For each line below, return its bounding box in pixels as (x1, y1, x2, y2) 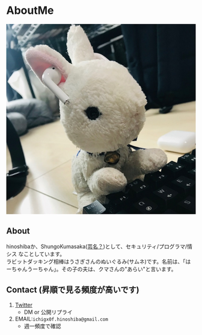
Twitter (14, 301, 33, 308)
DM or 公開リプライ (23, 308, 73, 316)
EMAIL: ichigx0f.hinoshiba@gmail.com (14, 315, 108, 322)
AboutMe (6, 4, 54, 18)
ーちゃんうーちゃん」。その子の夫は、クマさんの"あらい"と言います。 (6, 265, 177, 272)
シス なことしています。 (6, 250, 66, 257)
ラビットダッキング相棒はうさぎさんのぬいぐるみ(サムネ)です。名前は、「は (6, 258, 191, 265)
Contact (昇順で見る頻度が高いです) (6, 285, 139, 295)
